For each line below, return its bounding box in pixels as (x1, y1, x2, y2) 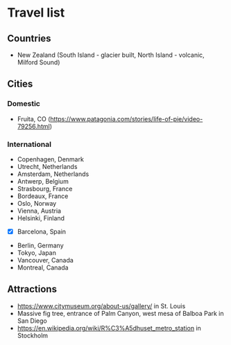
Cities (7, 78, 33, 90)
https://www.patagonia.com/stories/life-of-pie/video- (50, 114, 203, 123)
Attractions (7, 283, 58, 295)
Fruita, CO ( (17, 114, 51, 123)
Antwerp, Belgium (17, 177, 69, 185)
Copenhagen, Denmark (17, 154, 85, 163)
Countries (7, 33, 51, 44)
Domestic (7, 99, 40, 109)
